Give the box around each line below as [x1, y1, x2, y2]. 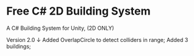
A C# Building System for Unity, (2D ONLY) [6, 24, 115, 32]
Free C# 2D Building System [6, 4, 151, 18]
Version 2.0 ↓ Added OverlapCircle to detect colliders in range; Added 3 [6, 36, 189, 43]
